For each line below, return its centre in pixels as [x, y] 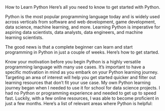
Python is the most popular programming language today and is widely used [82, 16]
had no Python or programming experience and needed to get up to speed [81, 93]
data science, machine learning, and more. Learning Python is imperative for [83, 27]
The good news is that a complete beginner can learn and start [69, 47]
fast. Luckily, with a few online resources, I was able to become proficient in [82, 98]
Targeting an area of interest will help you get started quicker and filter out [81, 77]
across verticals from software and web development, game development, [81, 22]
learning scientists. [24, 37]
